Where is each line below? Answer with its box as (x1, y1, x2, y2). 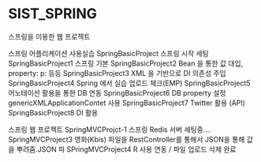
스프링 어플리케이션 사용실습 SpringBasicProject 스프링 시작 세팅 (8, 48, 209, 58)
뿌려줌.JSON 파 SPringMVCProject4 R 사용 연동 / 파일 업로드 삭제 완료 (16, 144, 237, 154)
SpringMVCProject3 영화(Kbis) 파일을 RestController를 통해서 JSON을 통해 (8, 134, 245, 144)
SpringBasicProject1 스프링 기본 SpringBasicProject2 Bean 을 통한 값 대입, (8, 58, 244, 68)
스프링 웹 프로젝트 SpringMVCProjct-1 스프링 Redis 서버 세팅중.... (8, 124, 211, 134)
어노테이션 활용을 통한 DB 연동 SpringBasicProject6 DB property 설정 (8, 88, 226, 97)
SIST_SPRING (8, 5, 97, 23)
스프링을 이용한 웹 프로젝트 (8, 32, 91, 41)
